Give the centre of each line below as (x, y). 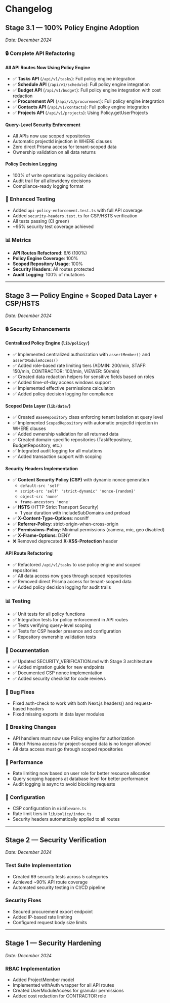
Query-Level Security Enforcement (43, 125)
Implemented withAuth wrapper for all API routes (63, 985)
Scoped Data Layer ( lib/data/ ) (38, 406)
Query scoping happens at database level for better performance (80, 779)
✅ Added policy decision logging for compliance (63, 394)
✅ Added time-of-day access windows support (62, 383)
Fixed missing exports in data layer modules (58, 714)
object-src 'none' (39, 497)
